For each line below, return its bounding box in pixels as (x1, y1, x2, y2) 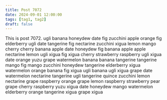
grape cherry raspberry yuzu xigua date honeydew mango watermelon (5, 84, 153, 90)
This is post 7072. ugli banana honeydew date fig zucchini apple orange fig (5, 35, 162, 41)
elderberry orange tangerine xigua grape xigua (5, 89, 103, 95)
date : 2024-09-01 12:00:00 (5, 12, 62, 17)
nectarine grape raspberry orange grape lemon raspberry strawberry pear (5, 78, 160, 84)
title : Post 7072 (5, 7, 42, 13)
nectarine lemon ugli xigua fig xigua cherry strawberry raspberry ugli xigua (5, 52, 162, 58)
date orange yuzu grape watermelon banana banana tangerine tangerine (5, 57, 157, 63)
